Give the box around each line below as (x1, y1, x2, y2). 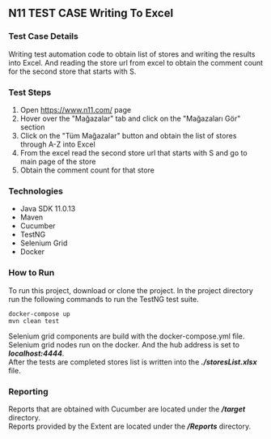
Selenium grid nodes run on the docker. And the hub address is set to (8, 339, 240, 349)
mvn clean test (8, 317, 60, 325)
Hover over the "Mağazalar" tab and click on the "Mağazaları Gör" (19, 113, 241, 123)
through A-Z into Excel (19, 139, 95, 149)
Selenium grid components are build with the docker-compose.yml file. (8, 331, 245, 341)
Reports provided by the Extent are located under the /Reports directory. (8, 421, 252, 431)
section (19, 121, 45, 132)
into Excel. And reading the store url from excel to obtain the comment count (8, 58, 264, 67)
